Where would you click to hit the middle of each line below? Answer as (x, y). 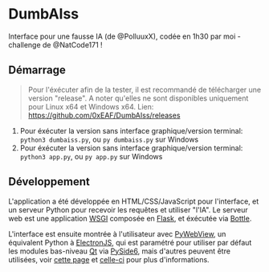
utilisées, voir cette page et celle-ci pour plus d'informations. (109, 259)
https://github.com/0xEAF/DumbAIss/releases (104, 115)
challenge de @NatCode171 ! (55, 44)
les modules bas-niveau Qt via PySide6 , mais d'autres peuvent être (120, 251)
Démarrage (37, 70)
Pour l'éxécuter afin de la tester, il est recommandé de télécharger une (145, 89)
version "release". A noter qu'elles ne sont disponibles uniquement (138, 98)
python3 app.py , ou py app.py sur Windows (91, 156)
